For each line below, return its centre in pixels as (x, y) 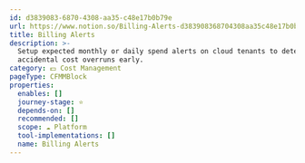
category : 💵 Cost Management (65, 69)
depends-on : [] (46, 110)
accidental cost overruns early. (81, 60)
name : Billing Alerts (59, 144)
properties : (32, 85)
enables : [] (40, 93)
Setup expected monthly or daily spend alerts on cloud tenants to (148, 52)
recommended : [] (48, 119)
